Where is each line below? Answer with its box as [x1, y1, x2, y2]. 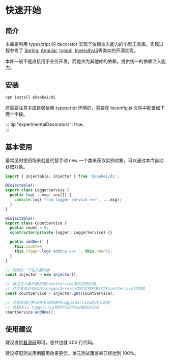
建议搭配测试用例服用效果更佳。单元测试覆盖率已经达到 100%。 [5, 350, 139, 356]
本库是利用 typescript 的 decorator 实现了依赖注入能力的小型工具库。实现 [5, 41, 159, 47]
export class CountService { [5, 220, 67, 226]
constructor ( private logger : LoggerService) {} [10, 230, 113, 235]
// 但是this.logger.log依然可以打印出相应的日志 [5, 304, 100, 310]
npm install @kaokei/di [5, 95, 56, 100]
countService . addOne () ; [5, 310, 56, 315]
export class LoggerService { [5, 188, 70, 193]
